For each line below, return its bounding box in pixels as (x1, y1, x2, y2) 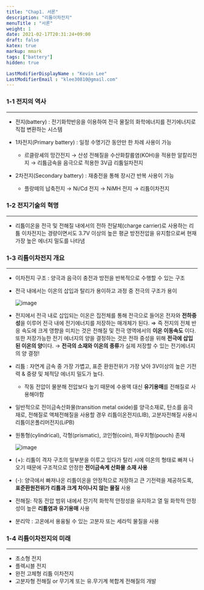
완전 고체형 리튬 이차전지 (15, 570, 74, 577)
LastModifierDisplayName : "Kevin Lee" (6, 70, 107, 76)
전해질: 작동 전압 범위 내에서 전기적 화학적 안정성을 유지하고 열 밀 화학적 (15, 497, 185, 505)
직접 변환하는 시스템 (15, 126, 63, 133)
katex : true (6, 43, 36, 49)
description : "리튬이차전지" (6, 15, 73, 21)
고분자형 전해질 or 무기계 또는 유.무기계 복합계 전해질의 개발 (15, 577, 157, 585)
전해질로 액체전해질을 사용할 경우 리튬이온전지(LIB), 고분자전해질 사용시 (28, 411, 197, 418)
